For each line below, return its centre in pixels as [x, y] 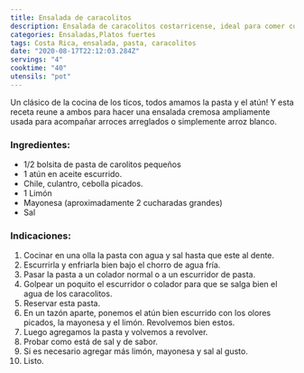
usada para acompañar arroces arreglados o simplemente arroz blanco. [144, 121]
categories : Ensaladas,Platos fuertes [83, 34]
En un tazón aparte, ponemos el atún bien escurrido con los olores [147, 313]
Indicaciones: [41, 236]
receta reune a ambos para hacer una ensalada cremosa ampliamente [140, 112]
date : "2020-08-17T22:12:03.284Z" [75, 51]
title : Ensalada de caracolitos [71, 18]
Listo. [33, 361]
